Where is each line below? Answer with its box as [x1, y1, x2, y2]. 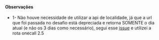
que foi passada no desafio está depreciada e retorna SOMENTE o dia [12, 20, 155, 26]
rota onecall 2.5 [12, 30, 44, 36]
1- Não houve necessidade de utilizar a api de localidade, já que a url [12, 15, 152, 20]
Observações [5, 4, 33, 10]
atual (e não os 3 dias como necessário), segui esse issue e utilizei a [12, 25, 152, 31]
